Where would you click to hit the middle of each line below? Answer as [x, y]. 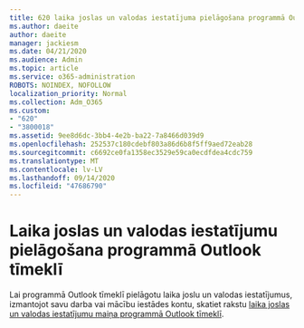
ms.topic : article [44, 69]
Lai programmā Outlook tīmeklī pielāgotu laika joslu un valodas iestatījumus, [151, 294]
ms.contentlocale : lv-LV [56, 169]
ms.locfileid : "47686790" [58, 187]
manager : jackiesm [44, 43]
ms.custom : [30, 111]
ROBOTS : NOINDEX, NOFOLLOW [60, 85]
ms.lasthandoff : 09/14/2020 [62, 178]
